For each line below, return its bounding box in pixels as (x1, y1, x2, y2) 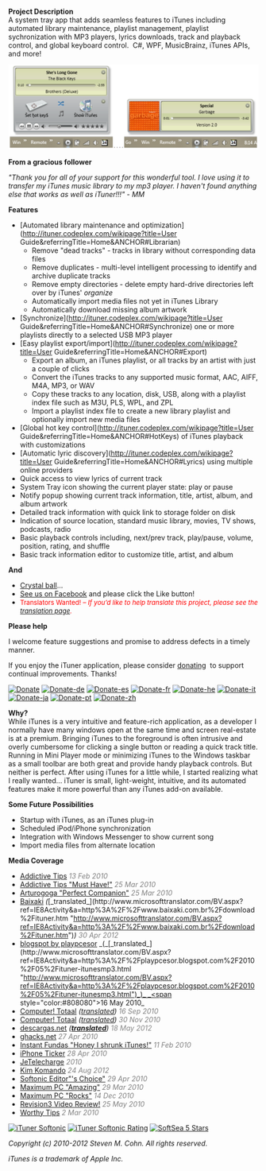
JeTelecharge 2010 (19, 1057, 83, 1066)
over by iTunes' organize (31, 288, 114, 297)
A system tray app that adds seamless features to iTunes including (8, 15, 226, 25)
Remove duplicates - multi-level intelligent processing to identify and (31, 262, 257, 272)
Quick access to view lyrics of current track (19, 473, 163, 483)
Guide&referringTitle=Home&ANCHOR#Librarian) (19, 237, 181, 246)
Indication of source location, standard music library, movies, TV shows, (19, 516, 256, 525)
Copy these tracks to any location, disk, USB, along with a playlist (31, 389, 246, 398)
